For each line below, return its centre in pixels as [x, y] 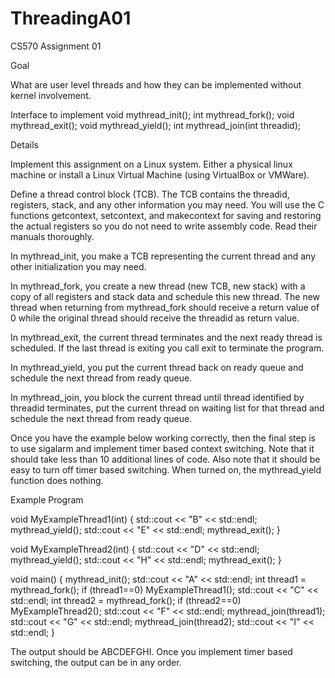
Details [24, 144]
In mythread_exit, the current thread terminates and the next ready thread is [166, 337]
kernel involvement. [51, 95]
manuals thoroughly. [52, 236]
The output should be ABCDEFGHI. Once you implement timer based [151, 651]
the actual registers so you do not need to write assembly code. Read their [164, 226]
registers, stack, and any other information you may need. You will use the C [167, 204]
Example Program [47, 499]
